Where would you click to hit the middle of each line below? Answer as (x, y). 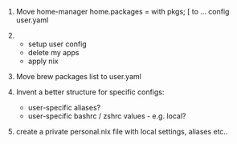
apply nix (43, 61)
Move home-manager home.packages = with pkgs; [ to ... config (123, 12)
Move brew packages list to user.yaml (79, 76)
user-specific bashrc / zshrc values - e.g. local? (107, 116)
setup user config (57, 44)
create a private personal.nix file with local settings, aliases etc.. (122, 132)
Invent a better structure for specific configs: (90, 92)
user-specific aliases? (64, 108)
